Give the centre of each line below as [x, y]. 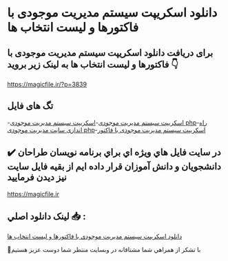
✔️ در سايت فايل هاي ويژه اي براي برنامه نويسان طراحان [114, 153]
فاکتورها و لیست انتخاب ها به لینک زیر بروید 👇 [93, 64]
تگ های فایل [30, 106]
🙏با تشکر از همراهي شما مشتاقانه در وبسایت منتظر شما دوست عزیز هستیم [104, 250]
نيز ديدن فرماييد [37, 177]
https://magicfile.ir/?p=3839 [47, 84]
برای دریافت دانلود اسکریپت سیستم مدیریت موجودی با [110, 53]
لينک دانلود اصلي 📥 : [46, 217]
